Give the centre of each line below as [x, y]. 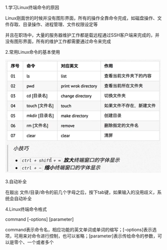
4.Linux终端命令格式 [26, 209]
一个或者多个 [40, 242]
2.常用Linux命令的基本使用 [33, 52]
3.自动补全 [16, 182]
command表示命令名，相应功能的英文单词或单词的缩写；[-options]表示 [79, 230]
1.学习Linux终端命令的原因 [32, 7]
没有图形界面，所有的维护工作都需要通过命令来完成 [58, 41]
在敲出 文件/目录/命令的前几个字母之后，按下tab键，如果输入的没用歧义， [81, 192]
